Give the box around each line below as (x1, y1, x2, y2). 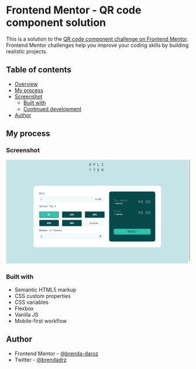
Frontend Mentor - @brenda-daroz (14, 350, 99, 357)
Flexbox (14, 304, 34, 312)
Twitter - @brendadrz (14, 356, 67, 363)
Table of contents (6, 65, 71, 75)
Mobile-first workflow (14, 317, 67, 324)
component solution (6, 16, 106, 29)
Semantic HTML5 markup (14, 286, 77, 293)
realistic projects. (6, 48, 48, 55)
